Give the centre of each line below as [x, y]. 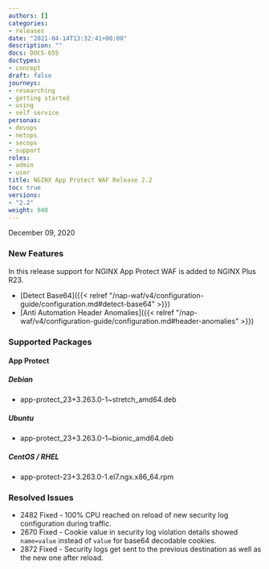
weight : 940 [28, 210]
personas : [25, 121]
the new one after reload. [62, 558]
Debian [21, 379]
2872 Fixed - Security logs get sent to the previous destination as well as [141, 549]
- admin [21, 166]
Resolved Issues [41, 497]
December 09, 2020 [42, 233]
